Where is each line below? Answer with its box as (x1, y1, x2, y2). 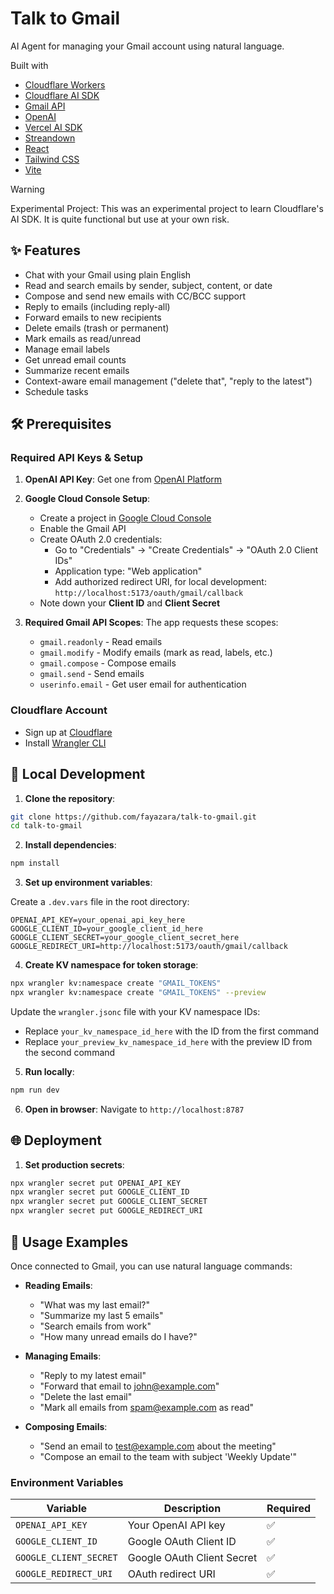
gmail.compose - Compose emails (39, 657, 177, 669)
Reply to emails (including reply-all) (24, 300, 171, 312)
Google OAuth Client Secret (127, 1551, 258, 1565)
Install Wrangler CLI (24, 737, 107, 749)
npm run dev (10, 1085, 60, 1095)
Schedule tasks (24, 385, 89, 397)
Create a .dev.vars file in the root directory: (10, 896, 190, 908)
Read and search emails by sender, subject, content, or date (24, 279, 273, 291)
